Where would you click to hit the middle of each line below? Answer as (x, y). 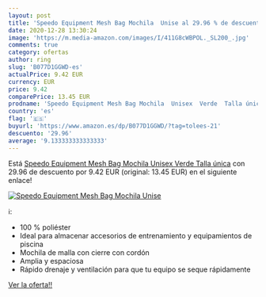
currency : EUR (32, 82)
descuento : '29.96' (40, 133)
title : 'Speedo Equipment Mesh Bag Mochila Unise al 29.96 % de (118, 23)
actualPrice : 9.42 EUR (46, 74)
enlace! (20, 180)
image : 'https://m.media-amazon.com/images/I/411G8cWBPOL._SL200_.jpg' (129, 38)
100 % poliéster (45, 227)
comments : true (33, 45)
